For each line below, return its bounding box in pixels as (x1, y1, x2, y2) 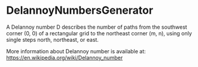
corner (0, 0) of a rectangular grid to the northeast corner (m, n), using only (6, 29, 193, 36)
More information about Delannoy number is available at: (6, 47, 146, 54)
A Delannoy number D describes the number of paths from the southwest (6, 23, 187, 31)
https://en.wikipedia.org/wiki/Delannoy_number (6, 54, 123, 61)
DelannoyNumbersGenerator (6, 4, 154, 17)
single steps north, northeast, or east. (6, 36, 99, 43)
